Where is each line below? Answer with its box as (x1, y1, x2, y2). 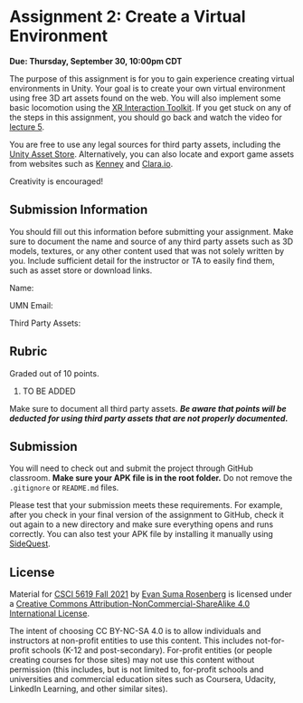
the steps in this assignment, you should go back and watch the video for (9, 112, 283, 122)
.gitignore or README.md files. (9, 483, 119, 493)
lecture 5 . (9, 121, 45, 132)
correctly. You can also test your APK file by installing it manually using (9, 529, 274, 540)
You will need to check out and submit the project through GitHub (9, 463, 253, 474)
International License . (9, 608, 90, 619)
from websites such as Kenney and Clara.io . (9, 158, 174, 169)
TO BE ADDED (22, 386, 76, 396)
